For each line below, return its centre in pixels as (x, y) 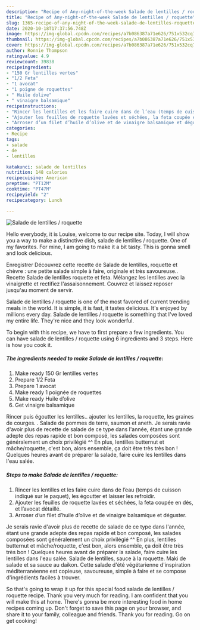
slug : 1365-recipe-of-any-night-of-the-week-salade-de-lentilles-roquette (101, 23)
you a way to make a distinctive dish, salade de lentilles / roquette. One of (97, 240)
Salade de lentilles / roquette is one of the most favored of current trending (98, 302)
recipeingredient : (29, 67)
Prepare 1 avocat (35, 386)
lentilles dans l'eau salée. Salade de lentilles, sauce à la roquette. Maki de (96, 558)
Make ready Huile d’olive (45, 399)
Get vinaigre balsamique (45, 405)
